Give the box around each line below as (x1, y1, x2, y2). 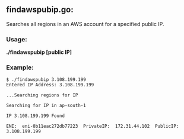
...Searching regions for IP (6, 92, 78, 98)
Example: (6, 63, 34, 72)
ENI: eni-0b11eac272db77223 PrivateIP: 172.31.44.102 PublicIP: (6, 124, 179, 130)
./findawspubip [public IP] (6, 49, 72, 56)
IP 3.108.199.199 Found (6, 113, 65, 119)
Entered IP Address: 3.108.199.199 (6, 82, 94, 88)
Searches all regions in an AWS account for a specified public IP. (6, 20, 164, 27)
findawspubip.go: (6, 5, 74, 15)
